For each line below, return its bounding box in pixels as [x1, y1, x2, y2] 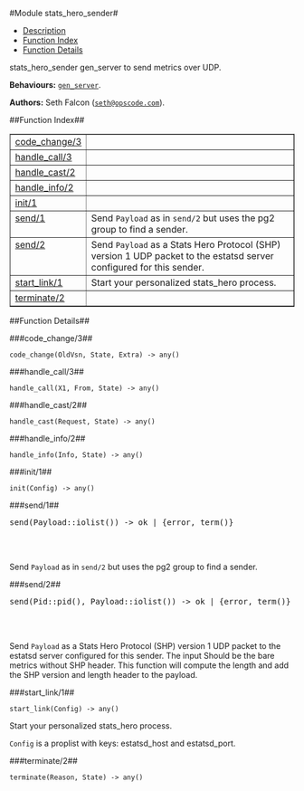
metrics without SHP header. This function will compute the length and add [9, 660, 290, 671]
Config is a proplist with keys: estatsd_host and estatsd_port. [9, 738, 236, 748]
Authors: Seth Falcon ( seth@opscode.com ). [9, 97, 166, 108]
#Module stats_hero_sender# [9, 8, 119, 18]
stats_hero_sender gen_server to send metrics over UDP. [9, 62, 222, 72]
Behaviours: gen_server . [9, 80, 101, 90]
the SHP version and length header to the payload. [9, 670, 198, 680]
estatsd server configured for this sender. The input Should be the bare [9, 651, 275, 661]
